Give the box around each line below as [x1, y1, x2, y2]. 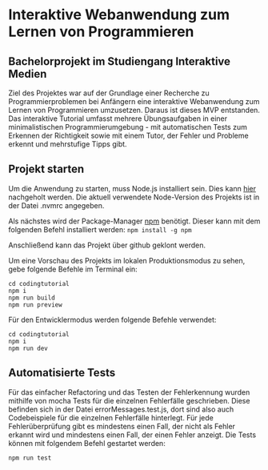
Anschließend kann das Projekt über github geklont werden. [8, 240, 206, 250]
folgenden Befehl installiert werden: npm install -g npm [8, 224, 192, 234]
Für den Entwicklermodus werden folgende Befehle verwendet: [8, 315, 217, 324]
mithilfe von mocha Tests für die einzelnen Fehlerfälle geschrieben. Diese [8, 396, 250, 405]
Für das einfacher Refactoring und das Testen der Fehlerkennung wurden [8, 387, 250, 397]
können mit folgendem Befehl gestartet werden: [8, 438, 166, 448]
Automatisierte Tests [8, 366, 116, 380]
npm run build [8, 294, 56, 302]
